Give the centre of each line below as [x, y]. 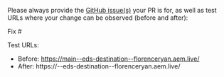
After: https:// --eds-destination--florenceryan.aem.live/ [99, 66]
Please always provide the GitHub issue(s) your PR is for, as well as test [112, 10]
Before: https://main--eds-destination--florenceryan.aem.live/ [108, 59]
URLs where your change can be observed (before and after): [98, 18]
